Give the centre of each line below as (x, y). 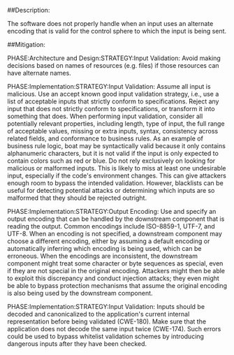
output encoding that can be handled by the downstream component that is (116, 219)
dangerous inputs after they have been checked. (77, 344)
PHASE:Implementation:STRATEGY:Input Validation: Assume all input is (109, 86)
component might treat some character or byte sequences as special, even (115, 263)
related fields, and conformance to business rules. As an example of (105, 138)
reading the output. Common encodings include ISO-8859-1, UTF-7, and (111, 226)
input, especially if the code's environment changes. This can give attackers (117, 175)
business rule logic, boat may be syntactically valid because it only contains (116, 146)
